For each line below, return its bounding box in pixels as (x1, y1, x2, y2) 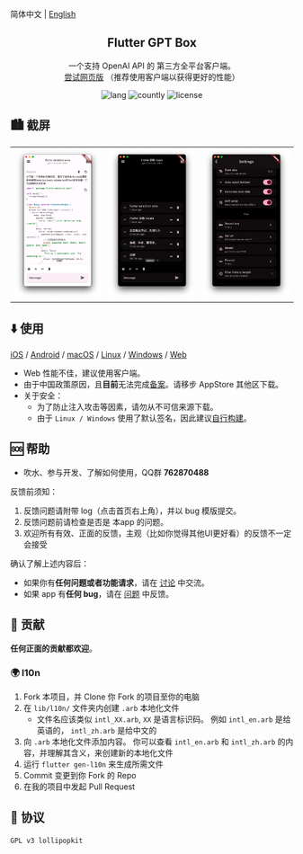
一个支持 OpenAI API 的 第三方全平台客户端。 (67, 60, 236, 71)
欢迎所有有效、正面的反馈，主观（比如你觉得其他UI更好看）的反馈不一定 (22, 528, 291, 538)
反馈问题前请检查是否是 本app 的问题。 (22, 516, 169, 527)
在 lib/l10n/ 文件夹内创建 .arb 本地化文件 (22, 703, 180, 713)
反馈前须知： (10, 485, 58, 497)
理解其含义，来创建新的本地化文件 (47, 748, 174, 758)
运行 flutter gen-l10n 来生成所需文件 (22, 759, 165, 769)
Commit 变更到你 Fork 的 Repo (22, 770, 137, 780)
